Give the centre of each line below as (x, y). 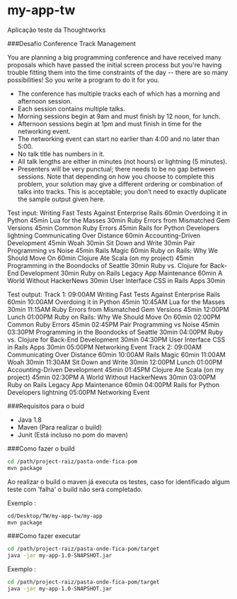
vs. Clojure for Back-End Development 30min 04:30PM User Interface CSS (116, 340)
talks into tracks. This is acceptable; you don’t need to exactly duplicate (122, 191)
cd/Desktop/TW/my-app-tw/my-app (55, 516)
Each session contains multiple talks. (71, 108)
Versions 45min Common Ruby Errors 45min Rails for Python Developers (114, 228)
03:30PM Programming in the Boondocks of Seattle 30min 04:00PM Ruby (115, 332)
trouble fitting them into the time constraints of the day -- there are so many (118, 72)
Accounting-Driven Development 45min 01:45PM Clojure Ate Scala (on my (116, 369)
